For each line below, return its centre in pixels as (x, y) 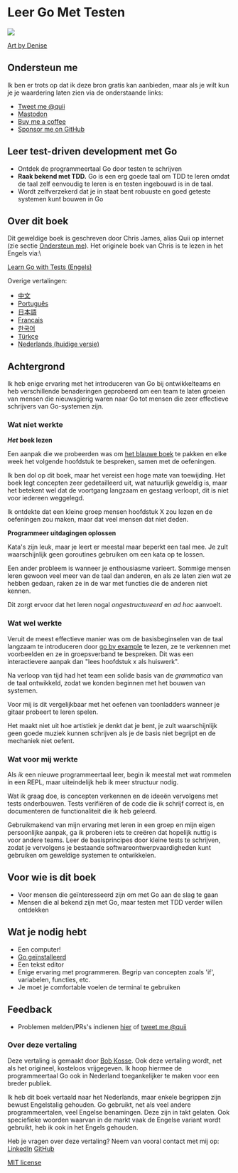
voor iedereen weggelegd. (46, 498)
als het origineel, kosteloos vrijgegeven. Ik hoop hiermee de (95, 1068)
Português (33, 304)
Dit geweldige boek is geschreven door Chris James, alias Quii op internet (115, 238)
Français (30, 320)
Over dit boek (38, 221)
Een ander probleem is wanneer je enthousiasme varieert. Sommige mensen (119, 568)
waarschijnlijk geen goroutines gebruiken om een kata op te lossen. (106, 554)
